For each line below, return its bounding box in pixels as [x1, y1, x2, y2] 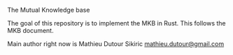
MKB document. [7, 27, 54, 34]
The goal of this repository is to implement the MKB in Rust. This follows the [7, 19, 226, 27]
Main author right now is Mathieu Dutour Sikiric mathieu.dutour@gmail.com [7, 40, 225, 47]
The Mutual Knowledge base [7, 6, 90, 14]
